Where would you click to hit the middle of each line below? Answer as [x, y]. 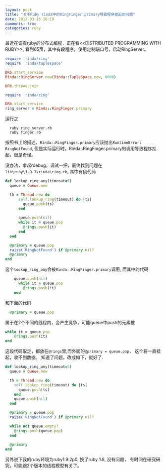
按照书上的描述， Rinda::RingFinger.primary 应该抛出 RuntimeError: [74, 142]
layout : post [19, 10]
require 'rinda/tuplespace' [34, 63]
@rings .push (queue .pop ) [39, 431]
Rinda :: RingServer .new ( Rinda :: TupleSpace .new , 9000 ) [61, 77]
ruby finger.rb [25, 132]
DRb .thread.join [22, 86]
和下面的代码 [18, 303]
